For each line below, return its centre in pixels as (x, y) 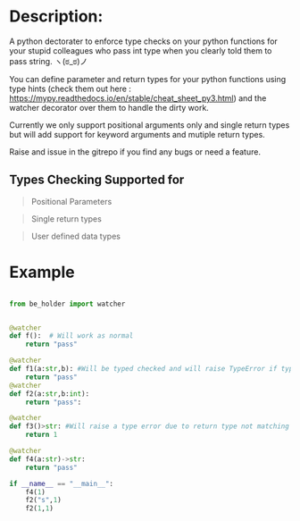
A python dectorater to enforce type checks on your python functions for (144, 41)
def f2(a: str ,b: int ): (50, 394)
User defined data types (75, 236)
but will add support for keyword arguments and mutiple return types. (137, 134)
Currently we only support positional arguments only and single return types (150, 125)
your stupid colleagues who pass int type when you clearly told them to (141, 50)
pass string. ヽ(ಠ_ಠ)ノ (49, 61)
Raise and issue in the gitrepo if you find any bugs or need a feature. (135, 151)
